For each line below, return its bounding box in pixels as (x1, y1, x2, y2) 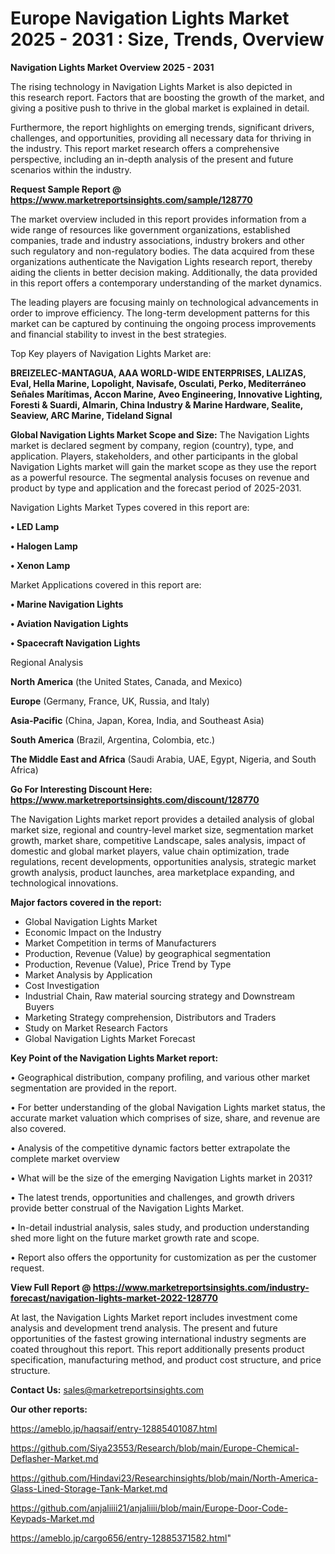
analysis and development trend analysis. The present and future (10, 1322, 278, 1334)
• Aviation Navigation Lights (10, 617, 129, 629)
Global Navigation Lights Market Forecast (24, 1032, 196, 1044)
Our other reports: (10, 1403, 88, 1415)
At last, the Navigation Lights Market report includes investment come (10, 1311, 298, 1323)
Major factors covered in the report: (10, 896, 162, 908)
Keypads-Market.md (10, 1512, 95, 1524)
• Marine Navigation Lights (10, 598, 124, 610)
